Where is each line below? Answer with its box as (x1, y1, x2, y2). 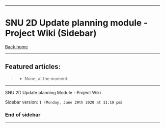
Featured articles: (5, 63, 61, 71)
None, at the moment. (24, 75, 69, 81)
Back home (5, 43, 28, 49)
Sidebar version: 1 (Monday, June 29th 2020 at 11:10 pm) (5, 99, 123, 105)
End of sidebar (5, 111, 41, 118)
